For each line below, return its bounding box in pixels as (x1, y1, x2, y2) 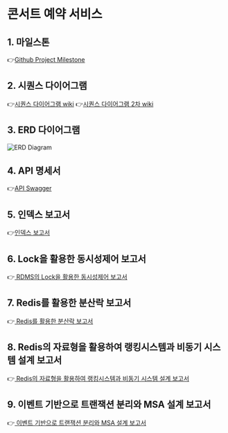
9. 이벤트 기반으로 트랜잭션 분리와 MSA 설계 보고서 (7, 399, 211, 411)
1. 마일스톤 (7, 36, 50, 48)
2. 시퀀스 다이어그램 (7, 80, 88, 92)
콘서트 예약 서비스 (7, 6, 103, 22)
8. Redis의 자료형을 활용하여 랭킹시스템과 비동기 (7, 341, 202, 353)
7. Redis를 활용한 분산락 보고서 (7, 297, 132, 309)
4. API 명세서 (7, 165, 61, 177)
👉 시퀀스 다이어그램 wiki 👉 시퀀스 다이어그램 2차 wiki (7, 99, 154, 108)
